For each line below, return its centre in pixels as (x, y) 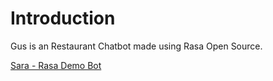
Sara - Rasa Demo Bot (56, 65)
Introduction (63, 18)
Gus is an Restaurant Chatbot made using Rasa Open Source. (136, 46)
